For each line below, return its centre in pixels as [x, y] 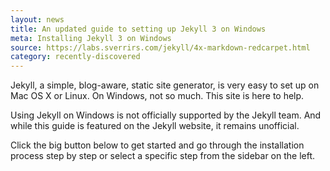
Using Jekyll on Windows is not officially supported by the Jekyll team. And [166, 115]
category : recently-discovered [75, 57]
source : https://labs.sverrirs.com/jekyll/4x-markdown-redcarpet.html [160, 47]
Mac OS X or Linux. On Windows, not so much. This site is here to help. [157, 96]
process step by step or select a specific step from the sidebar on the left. [163, 156]
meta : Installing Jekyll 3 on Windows [91, 38]
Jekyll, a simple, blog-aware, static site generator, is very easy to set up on [165, 85]
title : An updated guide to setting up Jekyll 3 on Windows [138, 29]
